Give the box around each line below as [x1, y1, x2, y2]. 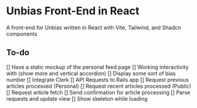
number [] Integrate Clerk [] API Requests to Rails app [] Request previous [6, 76, 189, 83]
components [6, 30, 38, 37]
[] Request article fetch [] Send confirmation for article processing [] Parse [6, 88, 191, 96]
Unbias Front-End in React [6, 4, 140, 18]
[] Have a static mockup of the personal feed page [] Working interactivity [6, 63, 189, 70]
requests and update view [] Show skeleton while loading [6, 95, 148, 102]
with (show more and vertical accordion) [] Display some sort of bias [6, 70, 176, 77]
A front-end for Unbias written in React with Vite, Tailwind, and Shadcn [6, 24, 181, 31]
